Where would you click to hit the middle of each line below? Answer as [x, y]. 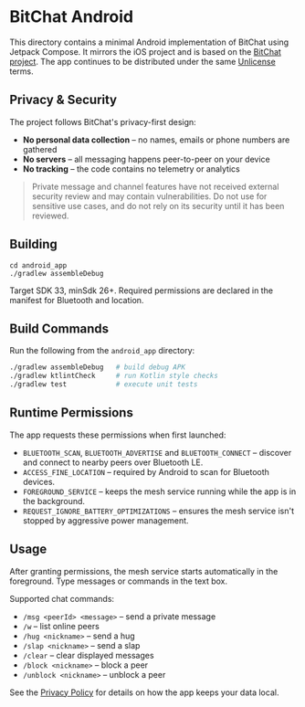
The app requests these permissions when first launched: [118, 435]
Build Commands [59, 328]
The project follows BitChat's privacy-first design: [103, 121]
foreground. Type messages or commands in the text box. [119, 581]
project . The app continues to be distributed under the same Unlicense [142, 61]
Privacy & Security [63, 100]
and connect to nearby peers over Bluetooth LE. [113, 462]
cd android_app [38, 265]
